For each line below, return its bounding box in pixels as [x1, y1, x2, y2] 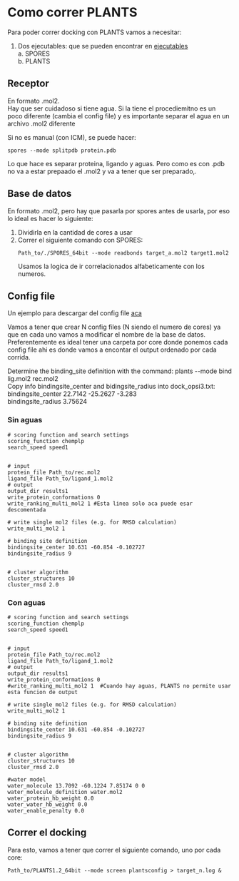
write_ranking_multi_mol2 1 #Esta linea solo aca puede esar [7, 500, 193, 507]
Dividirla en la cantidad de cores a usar [17, 228, 133, 236]
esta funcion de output [7, 688, 78, 696]
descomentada [7, 506, 46, 514]
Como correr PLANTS [7, 4, 138, 21]
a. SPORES [17, 49, 50, 58]
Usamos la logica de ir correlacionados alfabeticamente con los [17, 262, 205, 270]
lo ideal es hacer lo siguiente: [7, 214, 94, 223]
